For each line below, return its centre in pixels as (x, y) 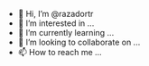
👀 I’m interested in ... (56, 23)
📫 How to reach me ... (60, 52)
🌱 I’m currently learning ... (66, 33)
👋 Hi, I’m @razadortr (56, 14)
